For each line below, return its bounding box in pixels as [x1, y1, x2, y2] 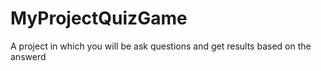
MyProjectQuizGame [10, 7, 188, 30]
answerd [10, 50, 47, 62]
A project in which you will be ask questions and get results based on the [10, 40, 312, 52]
